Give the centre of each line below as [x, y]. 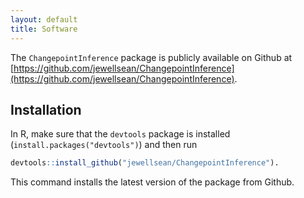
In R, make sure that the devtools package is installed [120, 134]
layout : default [44, 19]
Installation [46, 109]
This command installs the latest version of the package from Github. [152, 182]
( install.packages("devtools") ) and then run [104, 145]
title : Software [44, 29]
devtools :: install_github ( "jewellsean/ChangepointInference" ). [145, 163]
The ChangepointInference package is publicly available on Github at [151, 57]
